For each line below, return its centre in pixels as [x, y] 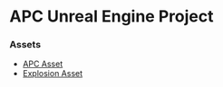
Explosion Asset [53, 74]
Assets [25, 45]
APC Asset [43, 64]
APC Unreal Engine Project [111, 17]
